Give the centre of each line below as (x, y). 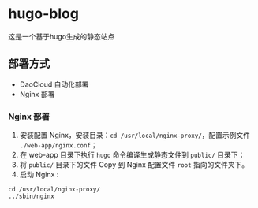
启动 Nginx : (39, 175)
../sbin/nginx (32, 197)
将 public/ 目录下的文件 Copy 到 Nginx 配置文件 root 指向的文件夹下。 (134, 165)
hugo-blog (43, 14)
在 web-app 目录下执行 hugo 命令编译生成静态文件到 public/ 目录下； (132, 155)
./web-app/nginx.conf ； (58, 145)
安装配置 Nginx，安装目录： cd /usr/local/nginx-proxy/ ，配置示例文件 (135, 136)
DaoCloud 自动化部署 (54, 84)
